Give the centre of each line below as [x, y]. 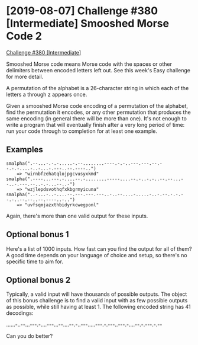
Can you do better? [30, 336]
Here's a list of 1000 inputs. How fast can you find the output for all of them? [99, 249]
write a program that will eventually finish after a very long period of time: [95, 124]
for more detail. [25, 76]
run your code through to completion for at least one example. [82, 131]
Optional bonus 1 [38, 234]
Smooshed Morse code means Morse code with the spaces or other [89, 64]
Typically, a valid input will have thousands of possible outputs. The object [97, 294]
